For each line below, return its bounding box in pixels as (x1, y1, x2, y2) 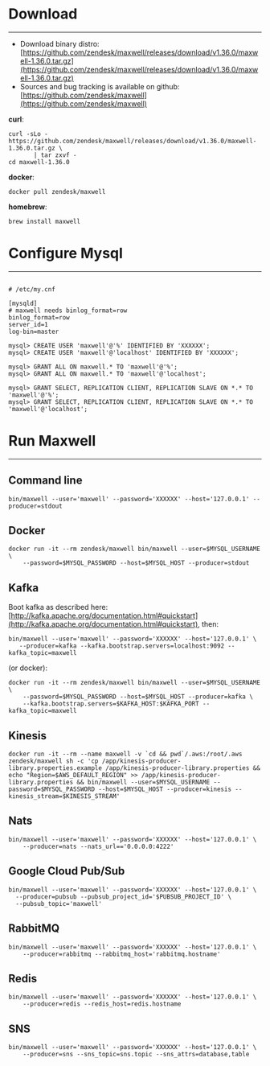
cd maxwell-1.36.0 (8, 158, 70, 166)
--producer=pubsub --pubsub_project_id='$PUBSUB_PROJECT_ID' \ (15, 892, 231, 901)
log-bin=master (8, 327, 59, 335)
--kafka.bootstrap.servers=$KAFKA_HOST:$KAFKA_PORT (22, 700, 199, 708)
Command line (8, 474, 83, 488)
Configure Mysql (8, 245, 123, 262)
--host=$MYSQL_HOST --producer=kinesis (97, 785, 231, 793)
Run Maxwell (8, 432, 96, 451)
